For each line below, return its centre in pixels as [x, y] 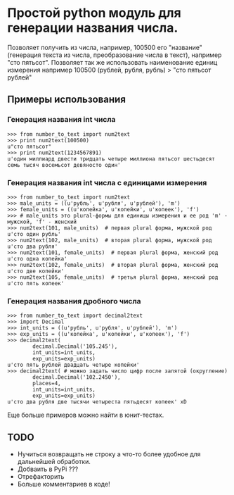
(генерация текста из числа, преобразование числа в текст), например [115, 55]
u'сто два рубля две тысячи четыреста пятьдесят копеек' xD [97, 402]
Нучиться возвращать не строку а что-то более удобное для [109, 454]
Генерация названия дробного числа [74, 301]
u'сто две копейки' [36, 271]
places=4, [47, 384]
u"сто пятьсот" [30, 146]
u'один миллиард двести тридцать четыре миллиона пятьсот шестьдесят [111, 159]
